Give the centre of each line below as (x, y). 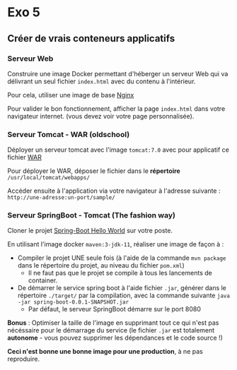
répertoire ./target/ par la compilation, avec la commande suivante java (123, 296)
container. (43, 280)
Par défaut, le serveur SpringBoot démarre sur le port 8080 (115, 309)
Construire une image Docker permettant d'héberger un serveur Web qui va (118, 73)
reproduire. (24, 359)
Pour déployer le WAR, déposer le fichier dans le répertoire (94, 171)
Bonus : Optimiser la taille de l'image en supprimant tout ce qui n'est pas (113, 323)
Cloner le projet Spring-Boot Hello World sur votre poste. (90, 231)
